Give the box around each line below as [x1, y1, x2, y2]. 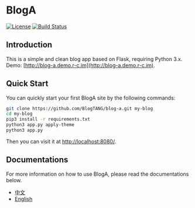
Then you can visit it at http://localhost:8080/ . [6, 138, 117, 145]
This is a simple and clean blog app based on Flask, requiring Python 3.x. [6, 55, 183, 62]
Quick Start [6, 79, 49, 88]
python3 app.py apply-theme [6, 122, 75, 128]
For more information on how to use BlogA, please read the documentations [6, 171, 189, 178]
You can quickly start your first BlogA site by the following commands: [6, 94, 176, 101]
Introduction [6, 40, 53, 50]
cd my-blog [6, 111, 33, 117]
